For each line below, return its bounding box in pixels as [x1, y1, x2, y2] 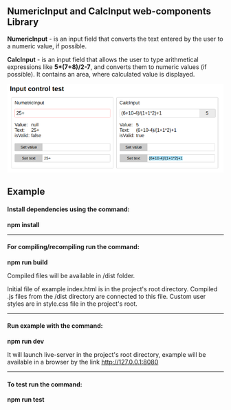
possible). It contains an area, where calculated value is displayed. [7, 70, 195, 78]
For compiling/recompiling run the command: [7, 243, 140, 251]
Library [7, 17, 39, 28]
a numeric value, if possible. [7, 41, 87, 50]
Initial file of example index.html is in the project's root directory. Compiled [7, 284, 218, 293]
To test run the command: [7, 380, 82, 389]
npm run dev [7, 337, 45, 345]
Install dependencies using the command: [7, 205, 130, 213]
